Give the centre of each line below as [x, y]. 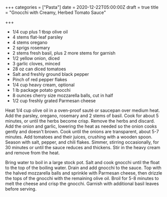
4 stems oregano [30, 42]
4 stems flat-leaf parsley [38, 37]
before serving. [21, 189]
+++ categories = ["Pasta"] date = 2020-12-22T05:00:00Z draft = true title [82, 7]
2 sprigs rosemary [31, 48]
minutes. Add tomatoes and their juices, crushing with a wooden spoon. [79, 137]
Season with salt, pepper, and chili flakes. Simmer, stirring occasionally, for [82, 142]
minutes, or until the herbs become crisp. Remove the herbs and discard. [80, 121]
